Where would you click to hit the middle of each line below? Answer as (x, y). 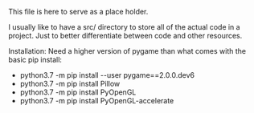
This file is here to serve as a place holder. (78, 12)
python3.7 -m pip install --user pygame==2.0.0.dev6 (107, 75)
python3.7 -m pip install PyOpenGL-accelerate (97, 101)
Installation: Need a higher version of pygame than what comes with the (127, 51)
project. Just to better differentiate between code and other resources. (125, 36)
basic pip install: (35, 60)
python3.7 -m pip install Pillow (70, 84)
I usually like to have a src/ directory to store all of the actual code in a (124, 27)
